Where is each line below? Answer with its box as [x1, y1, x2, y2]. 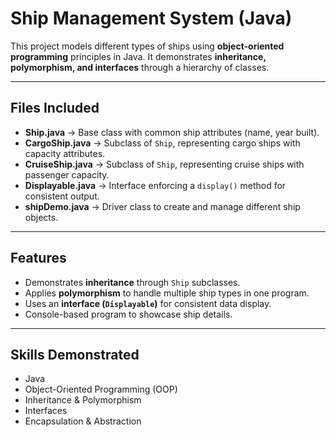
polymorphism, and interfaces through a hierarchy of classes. [10, 61, 270, 73]
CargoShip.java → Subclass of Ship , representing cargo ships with [24, 137, 301, 149]
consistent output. [24, 190, 100, 202]
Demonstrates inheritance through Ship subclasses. [24, 276, 241, 288]
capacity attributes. [24, 147, 106, 159]
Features [10, 250, 67, 267]
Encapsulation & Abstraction [24, 415, 142, 427]
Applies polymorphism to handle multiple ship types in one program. [24, 287, 310, 299]
